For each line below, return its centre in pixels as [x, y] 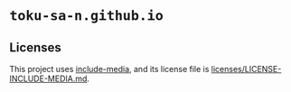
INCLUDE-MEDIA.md [48, 78]
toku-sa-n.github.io [87, 16]
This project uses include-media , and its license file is [109, 69]
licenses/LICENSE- [246, 69]
